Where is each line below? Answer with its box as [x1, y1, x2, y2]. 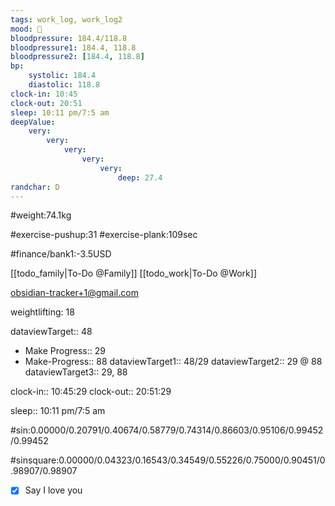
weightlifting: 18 [10, 306, 75, 318]
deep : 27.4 [117, 172, 163, 183]
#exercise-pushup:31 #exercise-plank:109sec [10, 229, 198, 241]
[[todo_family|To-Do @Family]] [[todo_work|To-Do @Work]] [10, 267, 258, 280]
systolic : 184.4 [28, 71, 97, 81]
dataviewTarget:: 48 [10, 326, 93, 338]
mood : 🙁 [10, 24, 43, 34]
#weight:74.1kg [10, 209, 72, 221]
